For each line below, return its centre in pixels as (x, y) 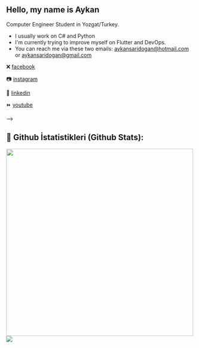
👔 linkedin (18, 93)
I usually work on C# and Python (55, 36)
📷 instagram (22, 79)
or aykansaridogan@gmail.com (53, 55)
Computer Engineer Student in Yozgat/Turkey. (63, 24)
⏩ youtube (19, 105)
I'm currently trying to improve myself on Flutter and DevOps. (90, 42)
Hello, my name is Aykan (53, 10)
